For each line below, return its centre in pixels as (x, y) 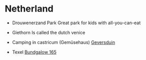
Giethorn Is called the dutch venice (49, 32)
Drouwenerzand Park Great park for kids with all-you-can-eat (76, 23)
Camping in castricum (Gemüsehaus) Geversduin (63, 42)
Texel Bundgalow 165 (34, 52)
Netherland (29, 9)
